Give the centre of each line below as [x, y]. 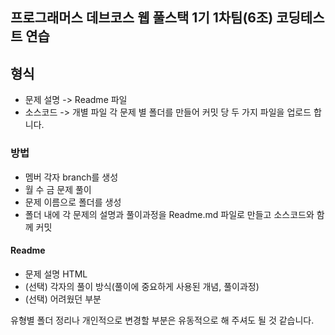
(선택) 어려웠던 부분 [63, 299]
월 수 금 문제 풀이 [58, 189]
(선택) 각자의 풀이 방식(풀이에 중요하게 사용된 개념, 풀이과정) [142, 286]
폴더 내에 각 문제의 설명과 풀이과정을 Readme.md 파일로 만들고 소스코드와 [169, 214]
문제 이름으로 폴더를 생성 [73, 202]
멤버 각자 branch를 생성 [71, 177]
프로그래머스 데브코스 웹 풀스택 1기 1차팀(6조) [142, 18]
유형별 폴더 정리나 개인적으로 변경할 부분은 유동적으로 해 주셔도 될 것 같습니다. [162, 320]
